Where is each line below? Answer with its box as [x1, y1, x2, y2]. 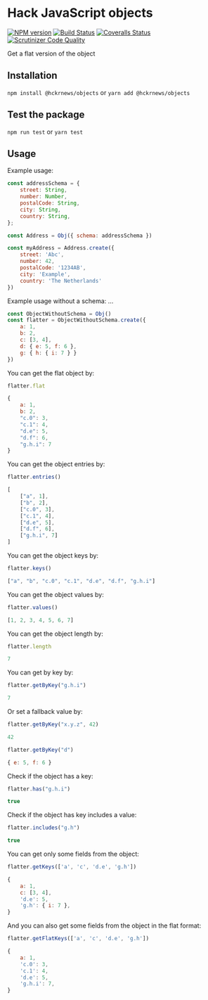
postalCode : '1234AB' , [20, 264, 86, 271]
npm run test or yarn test [7, 127, 83, 136]
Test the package [7, 109, 85, 121]
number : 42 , [20, 258, 55, 265]
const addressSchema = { [7, 180, 80, 187]
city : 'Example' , [20, 271, 71, 278]
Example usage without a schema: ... [7, 297, 114, 305]
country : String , [20, 212, 71, 219]
